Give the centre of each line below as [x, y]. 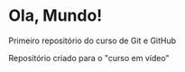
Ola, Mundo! [55, 16]
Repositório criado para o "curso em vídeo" [89, 58]
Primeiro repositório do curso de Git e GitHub [92, 40]
